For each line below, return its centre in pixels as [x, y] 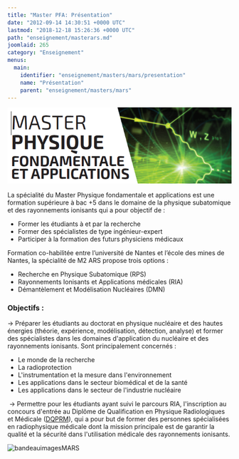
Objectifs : [26, 308]
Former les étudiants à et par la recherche [79, 224]
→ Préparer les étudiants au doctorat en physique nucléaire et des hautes [115, 324]
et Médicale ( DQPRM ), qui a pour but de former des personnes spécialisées [118, 419]
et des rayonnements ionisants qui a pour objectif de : [86, 210]
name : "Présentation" [52, 83]
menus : [17, 61]
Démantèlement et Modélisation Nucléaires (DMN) [91, 289]
